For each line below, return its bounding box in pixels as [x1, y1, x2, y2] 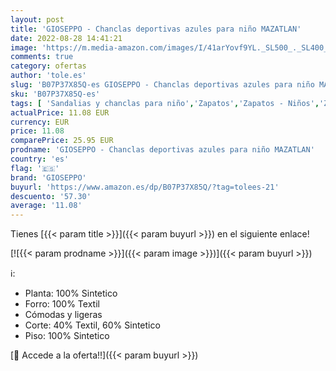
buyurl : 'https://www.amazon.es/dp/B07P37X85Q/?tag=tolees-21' [10, 182, 280, 192]
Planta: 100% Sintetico [24, 287, 118, 300]
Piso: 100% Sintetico [24, 330, 110, 342]
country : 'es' [10, 154, 70, 164]
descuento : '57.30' [10, 191, 92, 201]
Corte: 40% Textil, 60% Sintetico [24, 319, 161, 331]
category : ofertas [10, 61, 87, 71]
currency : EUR [10, 117, 70, 127]
